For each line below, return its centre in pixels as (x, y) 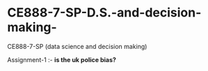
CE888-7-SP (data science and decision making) (77, 46)
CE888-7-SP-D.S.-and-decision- (104, 13)
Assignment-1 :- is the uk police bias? (62, 59)
